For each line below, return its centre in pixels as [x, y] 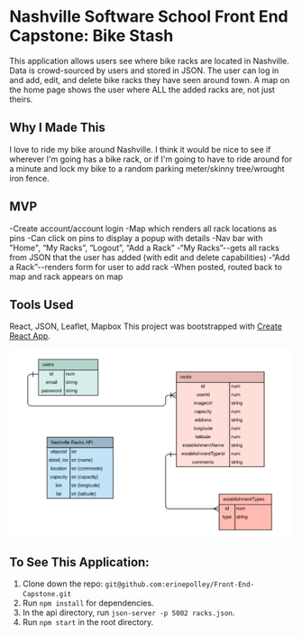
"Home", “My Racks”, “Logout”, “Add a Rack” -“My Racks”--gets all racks [144, 248]
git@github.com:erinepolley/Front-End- [180, 585]
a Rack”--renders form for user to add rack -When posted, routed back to [146, 267]
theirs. [21, 99]
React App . [30, 336]
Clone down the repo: [63, 584]
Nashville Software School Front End [149, 17]
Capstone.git [47, 594]
